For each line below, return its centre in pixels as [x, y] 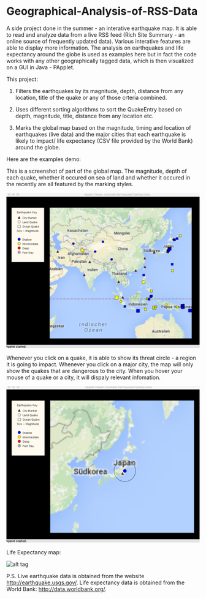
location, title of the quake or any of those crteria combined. [91, 97]
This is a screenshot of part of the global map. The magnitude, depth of [97, 171]
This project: [22, 79]
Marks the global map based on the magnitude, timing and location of [103, 127]
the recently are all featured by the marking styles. [70, 184]
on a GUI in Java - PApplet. [40, 67]
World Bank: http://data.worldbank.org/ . [57, 589]
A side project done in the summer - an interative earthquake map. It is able [102, 28]
